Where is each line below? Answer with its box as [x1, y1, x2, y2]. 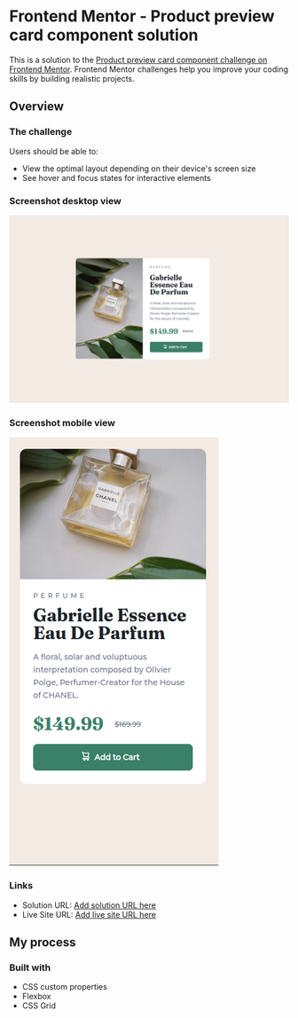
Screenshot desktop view [9, 194, 122, 207]
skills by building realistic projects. [9, 73, 135, 83]
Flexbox [21, 991, 51, 1002]
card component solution [9, 25, 199, 45]
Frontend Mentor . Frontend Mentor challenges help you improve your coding [9, 64, 289, 75]
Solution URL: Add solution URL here [21, 899, 157, 911]
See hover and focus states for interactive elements [21, 172, 211, 183]
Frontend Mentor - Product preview [9, 6, 275, 27]
